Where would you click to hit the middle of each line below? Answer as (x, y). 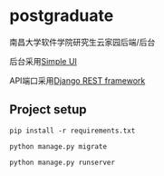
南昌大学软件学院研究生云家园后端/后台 (82, 42)
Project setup (48, 110)
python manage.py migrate (58, 146)
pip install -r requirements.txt (72, 131)
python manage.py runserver (63, 162)
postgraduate (62, 16)
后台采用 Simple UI (43, 61)
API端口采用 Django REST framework (77, 80)
